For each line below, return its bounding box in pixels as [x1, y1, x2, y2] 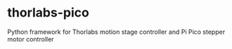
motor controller [7, 35, 54, 43]
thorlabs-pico [7, 5, 89, 21]
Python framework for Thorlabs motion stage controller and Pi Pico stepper [7, 28, 226, 36]
